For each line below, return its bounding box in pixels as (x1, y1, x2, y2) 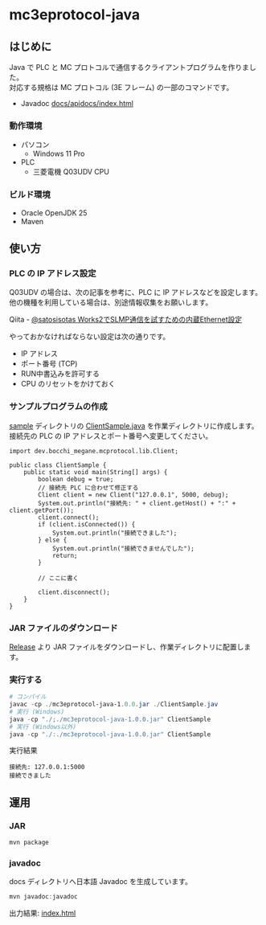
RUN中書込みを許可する (20, 369, 100, 379)
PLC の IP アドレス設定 (9, 268, 96, 279)
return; (51, 551, 79, 559)
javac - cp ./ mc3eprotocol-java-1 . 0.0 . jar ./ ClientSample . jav (9, 701, 219, 709)
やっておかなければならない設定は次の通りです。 (9, 332, 170, 342)
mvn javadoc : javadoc (9, 893, 79, 901)
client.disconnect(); (38, 588, 111, 596)
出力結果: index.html (9, 908, 76, 918)
